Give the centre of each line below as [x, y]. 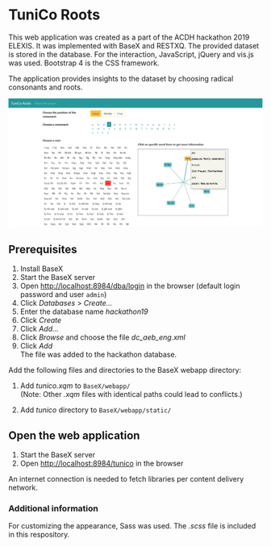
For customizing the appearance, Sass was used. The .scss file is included [132, 526]
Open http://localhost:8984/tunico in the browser [102, 463]
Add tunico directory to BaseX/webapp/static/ [96, 410]
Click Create [41, 320]
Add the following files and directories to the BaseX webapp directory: [125, 370]
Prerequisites [43, 249]
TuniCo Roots [54, 15]
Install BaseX [42, 269]
